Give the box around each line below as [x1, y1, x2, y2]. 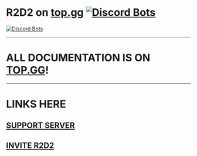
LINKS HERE [6, 98, 66, 111]
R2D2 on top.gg [6, 6, 84, 19]
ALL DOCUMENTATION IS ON [6, 51, 151, 64]
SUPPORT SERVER [6, 120, 75, 131]
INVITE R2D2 [6, 140, 55, 150]
